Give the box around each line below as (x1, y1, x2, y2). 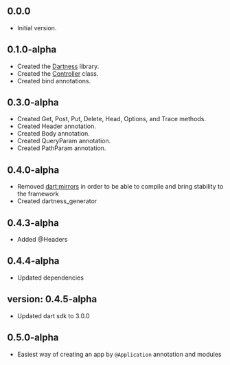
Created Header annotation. (16, 122, 96, 130)
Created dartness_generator (16, 197, 97, 205)
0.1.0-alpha (7, 44, 57, 56)
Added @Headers (16, 236, 68, 244)
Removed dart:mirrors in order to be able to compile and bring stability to (16, 182, 224, 191)
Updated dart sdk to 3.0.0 (16, 311, 91, 320)
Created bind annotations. (16, 76, 91, 85)
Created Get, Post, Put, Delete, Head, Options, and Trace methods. (16, 115, 207, 123)
